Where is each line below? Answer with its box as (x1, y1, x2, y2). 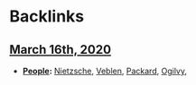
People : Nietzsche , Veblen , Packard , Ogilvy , (22, 65, 188, 76)
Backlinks (9, 6, 85, 27)
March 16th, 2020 (9, 42, 111, 57)
